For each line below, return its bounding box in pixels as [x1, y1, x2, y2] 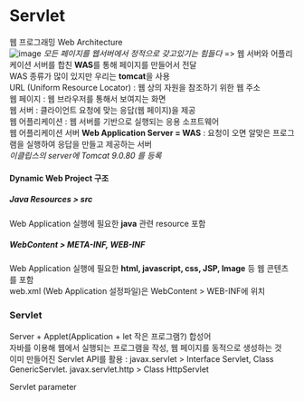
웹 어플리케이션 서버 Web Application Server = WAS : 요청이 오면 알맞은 [9, 127, 271, 138]
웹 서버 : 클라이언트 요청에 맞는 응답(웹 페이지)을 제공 [9, 104, 196, 115]
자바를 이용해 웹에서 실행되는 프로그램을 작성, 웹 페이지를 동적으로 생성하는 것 [9, 342, 282, 353]
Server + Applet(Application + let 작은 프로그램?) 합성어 [9, 330, 212, 341]
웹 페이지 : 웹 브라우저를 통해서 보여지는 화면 [9, 93, 166, 104]
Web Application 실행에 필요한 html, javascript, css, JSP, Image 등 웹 [9, 263, 265, 274]
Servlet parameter [9, 381, 77, 392]
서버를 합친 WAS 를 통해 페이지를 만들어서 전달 [33, 59, 197, 70]
